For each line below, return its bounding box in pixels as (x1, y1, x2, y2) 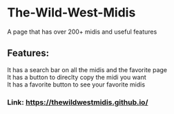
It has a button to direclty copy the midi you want (7, 73, 146, 81)
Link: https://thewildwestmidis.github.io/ (7, 98, 148, 107)
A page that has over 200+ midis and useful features (7, 27, 157, 36)
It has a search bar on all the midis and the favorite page (7, 65, 168, 73)
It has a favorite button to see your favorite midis (7, 80, 146, 89)
